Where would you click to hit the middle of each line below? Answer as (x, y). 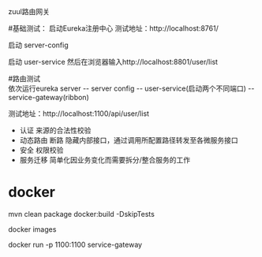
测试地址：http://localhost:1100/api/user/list (79, 114)
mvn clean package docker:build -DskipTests (82, 214)
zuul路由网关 (29, 11)
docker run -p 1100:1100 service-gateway (75, 244)
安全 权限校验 (41, 150)
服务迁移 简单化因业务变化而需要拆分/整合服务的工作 (105, 160)
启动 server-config (38, 45)
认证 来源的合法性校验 (55, 130)
